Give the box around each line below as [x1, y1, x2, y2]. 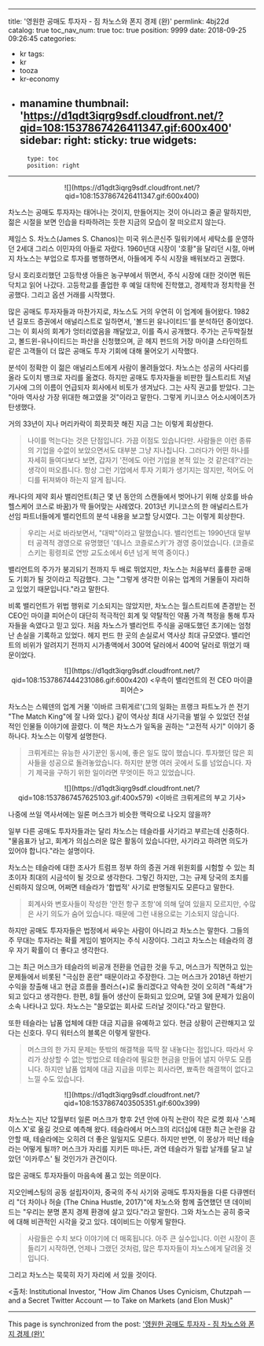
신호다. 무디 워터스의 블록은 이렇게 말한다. [22, 1028, 151, 1037]
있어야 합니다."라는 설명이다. [8, 845, 95, 855]
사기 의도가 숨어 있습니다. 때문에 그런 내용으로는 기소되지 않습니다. [35, 908, 240, 918]
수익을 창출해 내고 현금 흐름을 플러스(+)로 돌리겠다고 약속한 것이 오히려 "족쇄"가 [8, 982, 253, 991]
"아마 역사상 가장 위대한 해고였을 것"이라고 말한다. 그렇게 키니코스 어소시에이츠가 [8, 392, 256, 401]
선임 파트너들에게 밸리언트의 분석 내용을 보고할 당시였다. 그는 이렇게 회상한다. [8, 511, 245, 520]
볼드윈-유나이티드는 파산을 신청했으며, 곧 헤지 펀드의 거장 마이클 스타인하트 [18, 336, 248, 346]
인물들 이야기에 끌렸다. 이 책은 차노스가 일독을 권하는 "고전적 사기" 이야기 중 [22, 721, 255, 730]
